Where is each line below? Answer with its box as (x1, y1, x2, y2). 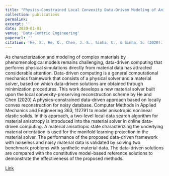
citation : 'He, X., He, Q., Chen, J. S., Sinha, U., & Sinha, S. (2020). (5, 40, 163, 45)
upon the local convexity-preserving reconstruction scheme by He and (5, 91, 152, 97)
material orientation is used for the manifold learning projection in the (5, 129, 148, 135)
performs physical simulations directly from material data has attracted (5, 64, 152, 70)
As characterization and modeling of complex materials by (5, 54, 126, 60)
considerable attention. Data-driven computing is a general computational (5, 70, 158, 76)
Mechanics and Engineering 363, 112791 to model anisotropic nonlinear (5, 107, 152, 113)
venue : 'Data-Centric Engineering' (5, 31, 80, 36)
